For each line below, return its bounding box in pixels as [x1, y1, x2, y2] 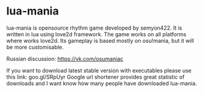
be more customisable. [6, 43, 64, 51]
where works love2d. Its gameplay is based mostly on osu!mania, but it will [6, 37, 194, 44]
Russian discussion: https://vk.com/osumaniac [6, 55, 124, 62]
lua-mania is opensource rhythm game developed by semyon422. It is [6, 24, 182, 31]
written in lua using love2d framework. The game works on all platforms [6, 30, 187, 37]
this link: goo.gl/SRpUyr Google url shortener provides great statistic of [6, 73, 185, 80]
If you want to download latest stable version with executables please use [6, 66, 192, 74]
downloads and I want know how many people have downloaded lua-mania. [6, 80, 197, 87]
